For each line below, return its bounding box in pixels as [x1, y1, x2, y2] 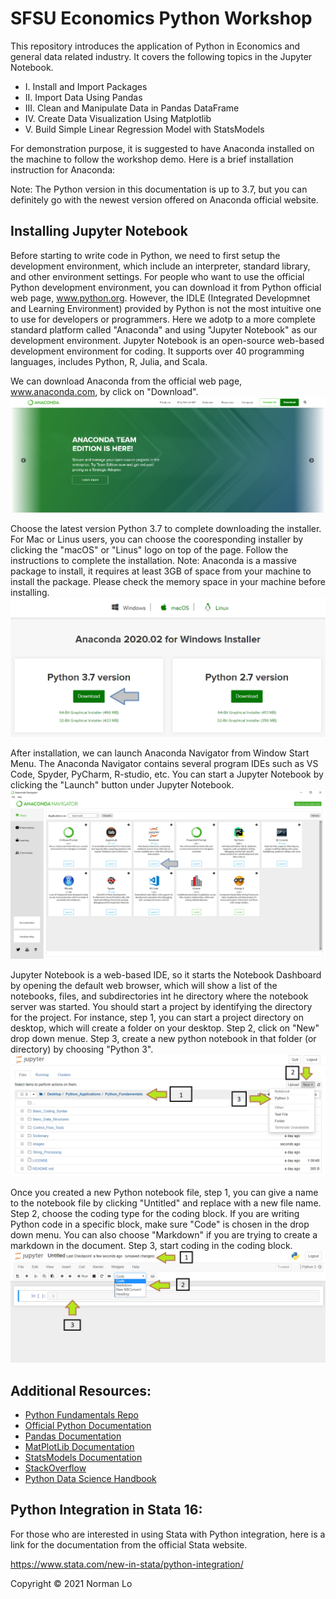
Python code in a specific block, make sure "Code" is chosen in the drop [10, 1218, 310, 1231]
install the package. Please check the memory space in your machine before [10, 576, 326, 588]
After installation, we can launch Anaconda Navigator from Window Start [10, 747, 310, 759]
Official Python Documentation [24, 1420, 152, 1432]
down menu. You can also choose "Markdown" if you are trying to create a [10, 1229, 318, 1241]
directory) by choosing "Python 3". [10, 1043, 154, 1056]
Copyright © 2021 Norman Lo [10, 1577, 133, 1589]
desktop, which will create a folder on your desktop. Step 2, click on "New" [10, 1022, 320, 1034]
